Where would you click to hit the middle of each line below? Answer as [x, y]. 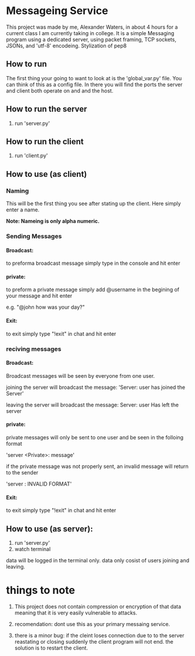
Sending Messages [34, 236]
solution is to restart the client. [51, 648]
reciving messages [34, 348]
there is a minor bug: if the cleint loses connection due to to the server [99, 635]
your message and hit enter [39, 296]
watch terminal [32, 549]
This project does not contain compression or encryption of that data [98, 606]
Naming [18, 190]
